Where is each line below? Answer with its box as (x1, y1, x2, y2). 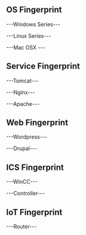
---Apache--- (6, 100, 40, 107)
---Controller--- (6, 190, 45, 197)
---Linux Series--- (6, 32, 51, 39)
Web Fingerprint (6, 118, 69, 128)
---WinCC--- (6, 178, 38, 185)
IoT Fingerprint (6, 207, 63, 217)
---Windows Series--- (6, 20, 61, 28)
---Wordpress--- (6, 133, 48, 141)
